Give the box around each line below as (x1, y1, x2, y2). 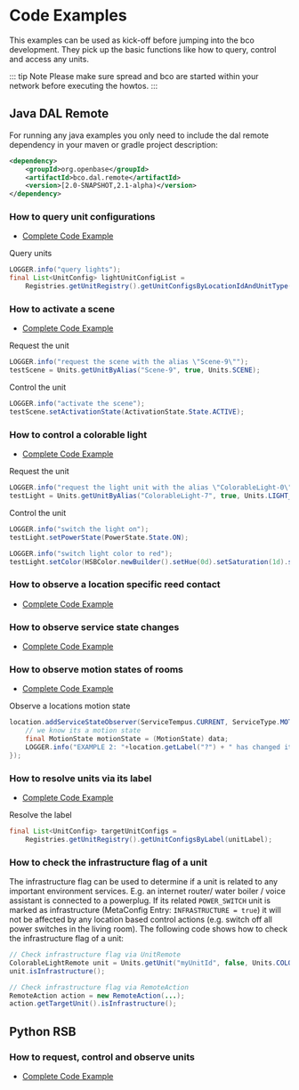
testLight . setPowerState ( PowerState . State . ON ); (9, 533, 190, 542)
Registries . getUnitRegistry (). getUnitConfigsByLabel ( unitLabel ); (25, 835, 273, 844)
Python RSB (9, 1024, 77, 1039)
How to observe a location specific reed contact (9, 578, 221, 591)
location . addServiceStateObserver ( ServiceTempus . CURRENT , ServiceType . (9, 718, 280, 727)
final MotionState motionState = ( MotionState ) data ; (25, 735, 229, 744)
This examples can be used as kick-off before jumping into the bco (9, 35, 255, 45)
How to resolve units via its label (9, 771, 152, 784)
